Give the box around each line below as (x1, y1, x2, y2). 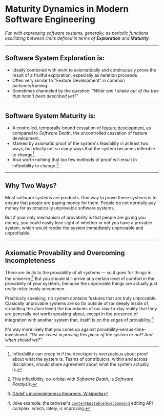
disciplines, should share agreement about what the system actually (12, 361, 149, 367)
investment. (5, 331, 29, 337)
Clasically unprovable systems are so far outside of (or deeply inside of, (5, 300, 149, 306)
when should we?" (5, 337, 42, 343)
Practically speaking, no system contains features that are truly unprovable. (5, 295, 157, 301)
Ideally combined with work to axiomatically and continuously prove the (12, 67, 157, 73)
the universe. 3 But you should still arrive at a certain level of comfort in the (5, 275, 155, 281)
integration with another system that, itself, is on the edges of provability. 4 (5, 316, 154, 323)
